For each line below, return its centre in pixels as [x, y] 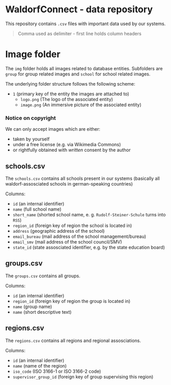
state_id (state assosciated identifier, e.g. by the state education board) [89, 247]
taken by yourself [31, 139]
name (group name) [32, 307]
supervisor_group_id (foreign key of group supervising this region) [83, 377]
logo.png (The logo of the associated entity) [67, 99]
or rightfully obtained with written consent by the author [72, 150]
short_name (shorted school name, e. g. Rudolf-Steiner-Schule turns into [89, 214]
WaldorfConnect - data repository [79, 9]
